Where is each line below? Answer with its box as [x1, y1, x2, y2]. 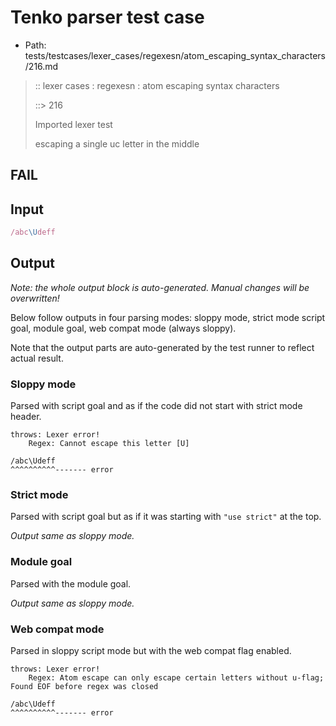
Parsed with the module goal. [10, 577, 132, 590]
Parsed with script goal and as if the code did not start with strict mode [10, 400, 303, 412]
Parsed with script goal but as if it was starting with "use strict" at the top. [10, 511, 322, 523]
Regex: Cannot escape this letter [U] [28, 439, 190, 449]
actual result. [10, 352, 64, 364]
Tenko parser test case [10, 6, 205, 29]
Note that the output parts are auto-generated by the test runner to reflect [10, 341, 315, 353]
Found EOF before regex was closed [10, 682, 159, 692]
